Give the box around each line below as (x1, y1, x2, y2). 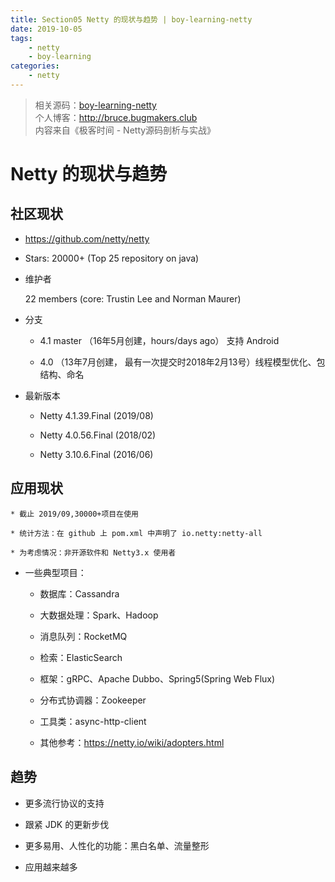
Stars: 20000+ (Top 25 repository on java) (24, 252, 200, 264)
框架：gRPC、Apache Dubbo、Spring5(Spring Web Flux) (39, 672, 276, 685)
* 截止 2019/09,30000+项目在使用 (10, 509, 139, 519)
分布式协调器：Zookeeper (39, 694, 147, 706)
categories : (10, 61, 60, 71)
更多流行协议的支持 (24, 797, 105, 809)
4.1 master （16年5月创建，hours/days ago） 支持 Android (39, 334, 280, 346)
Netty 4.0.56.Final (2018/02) (39, 429, 157, 441)
